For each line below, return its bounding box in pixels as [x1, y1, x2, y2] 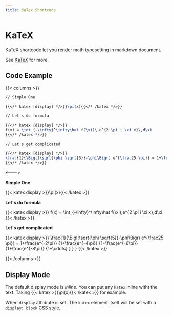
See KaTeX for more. [5, 56, 49, 63]
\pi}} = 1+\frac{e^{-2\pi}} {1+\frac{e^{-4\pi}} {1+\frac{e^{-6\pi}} [5, 240, 138, 246]
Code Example [5, 71, 53, 80]
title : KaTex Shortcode [5, 7, 56, 13]
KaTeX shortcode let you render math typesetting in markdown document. [5, 47, 162, 53]
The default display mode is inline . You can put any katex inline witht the [5, 284, 158, 290]
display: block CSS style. [5, 305, 61, 311]
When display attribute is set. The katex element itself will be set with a [5, 299, 156, 305]
